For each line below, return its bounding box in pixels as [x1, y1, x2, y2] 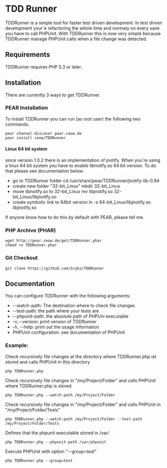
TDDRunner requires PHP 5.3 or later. [5, 64, 82, 70]
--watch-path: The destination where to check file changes [12, 303, 135, 309]
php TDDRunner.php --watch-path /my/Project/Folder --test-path [5, 417, 142, 422]
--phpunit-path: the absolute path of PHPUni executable [12, 313, 129, 319]
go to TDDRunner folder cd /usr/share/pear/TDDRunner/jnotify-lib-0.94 [12, 178, 159, 184]
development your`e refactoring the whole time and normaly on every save [5, 25, 159, 31]
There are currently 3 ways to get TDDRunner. [5, 92, 101, 98]
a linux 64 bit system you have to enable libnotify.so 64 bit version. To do [5, 162, 156, 169]
